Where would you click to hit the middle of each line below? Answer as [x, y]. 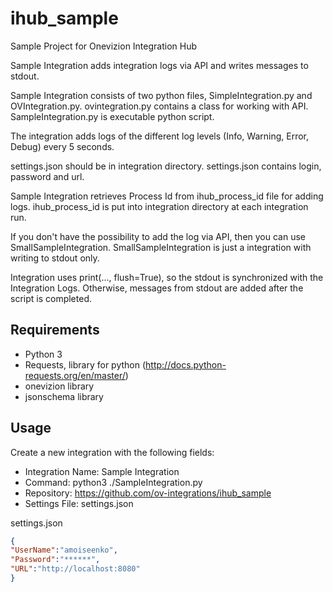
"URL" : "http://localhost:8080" [75, 569]
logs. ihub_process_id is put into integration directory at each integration [159, 206]
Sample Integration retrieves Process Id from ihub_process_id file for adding [167, 196]
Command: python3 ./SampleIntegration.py [113, 482]
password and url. [47, 176]
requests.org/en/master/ [75, 375]
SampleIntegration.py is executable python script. [112, 116]
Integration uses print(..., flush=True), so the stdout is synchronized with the [167, 277]
